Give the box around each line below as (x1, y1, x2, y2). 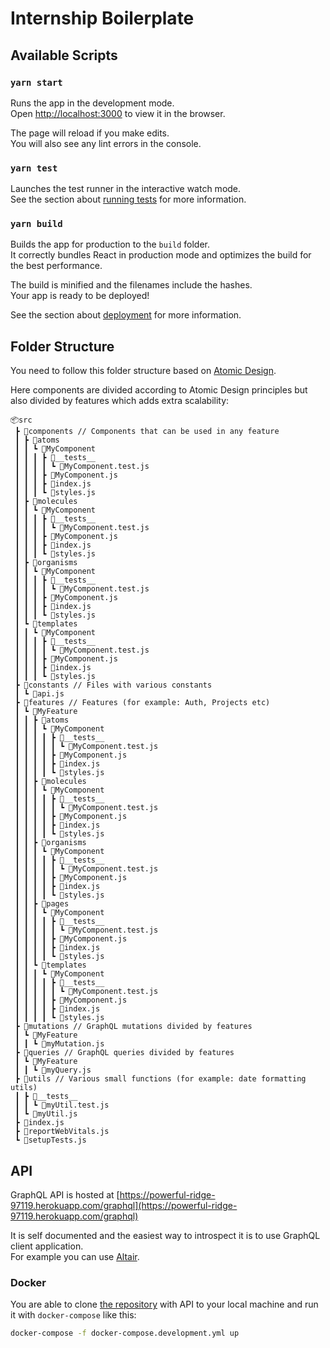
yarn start (10, 77, 63, 88)
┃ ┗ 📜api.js (14, 689, 65, 699)
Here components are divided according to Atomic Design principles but (10, 384, 308, 396)
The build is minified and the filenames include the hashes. (10, 279, 253, 291)
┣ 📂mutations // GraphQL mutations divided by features (14, 1022, 253, 1032)
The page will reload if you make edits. (10, 127, 170, 139)
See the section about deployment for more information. (10, 309, 242, 321)
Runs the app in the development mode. (10, 97, 175, 109)
